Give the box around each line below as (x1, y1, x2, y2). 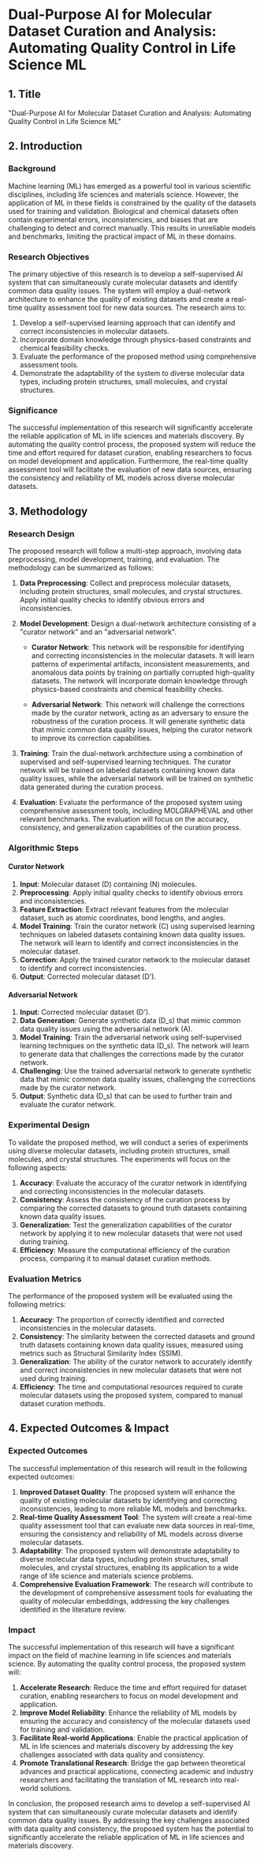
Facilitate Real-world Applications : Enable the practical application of (19, 1732, 248, 1743)
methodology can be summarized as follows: (8, 562, 154, 572)
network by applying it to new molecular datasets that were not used (19, 1228, 243, 1238)
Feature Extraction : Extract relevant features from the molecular (19, 905, 229, 914)
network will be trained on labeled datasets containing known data (19, 765, 236, 775)
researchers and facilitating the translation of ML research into (19, 1775, 223, 1785)
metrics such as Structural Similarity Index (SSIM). (19, 1348, 183, 1358)
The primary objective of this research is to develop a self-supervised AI (8, 269, 244, 278)
